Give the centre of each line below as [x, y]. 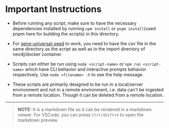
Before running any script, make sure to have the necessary [74, 23]
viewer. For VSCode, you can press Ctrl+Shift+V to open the [80, 114]
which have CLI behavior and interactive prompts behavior [86, 69]
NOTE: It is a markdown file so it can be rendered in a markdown [84, 109]
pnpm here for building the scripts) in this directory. [66, 34]
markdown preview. [38, 120]
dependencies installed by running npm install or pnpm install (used [84, 28]
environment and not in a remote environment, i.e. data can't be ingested [88, 89]
